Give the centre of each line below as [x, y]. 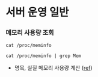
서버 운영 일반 [37, 12]
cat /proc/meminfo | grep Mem [44, 56]
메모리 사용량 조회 [30, 32]
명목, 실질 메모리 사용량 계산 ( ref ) [53, 68]
